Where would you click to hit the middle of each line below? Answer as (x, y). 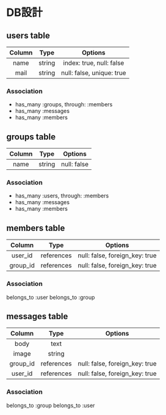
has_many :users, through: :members (62, 196)
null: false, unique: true (93, 73)
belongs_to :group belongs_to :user (51, 405)
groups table (31, 137)
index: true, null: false (94, 63)
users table (28, 35)
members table (36, 228)
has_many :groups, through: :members (64, 105)
